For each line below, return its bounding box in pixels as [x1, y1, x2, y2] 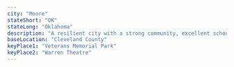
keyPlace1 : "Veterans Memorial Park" [7, 43, 117, 50]
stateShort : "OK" [7, 17, 58, 24]
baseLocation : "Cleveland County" [7, 36, 108, 43]
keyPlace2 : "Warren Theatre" [7, 50, 92, 57]
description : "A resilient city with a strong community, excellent [7, 29, 210, 37]
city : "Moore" [7, 10, 49, 17]
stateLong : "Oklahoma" [7, 23, 73, 30]
